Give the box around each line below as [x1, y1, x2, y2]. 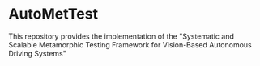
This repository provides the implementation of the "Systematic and [8, 31, 235, 41]
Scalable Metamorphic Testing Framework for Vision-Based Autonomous [8, 39, 253, 49]
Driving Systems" [8, 48, 66, 58]
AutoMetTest [8, 5, 99, 23]
